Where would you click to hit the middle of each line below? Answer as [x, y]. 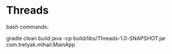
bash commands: [27, 27]
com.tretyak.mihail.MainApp [41, 45]
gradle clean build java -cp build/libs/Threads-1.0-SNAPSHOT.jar [86, 38]
